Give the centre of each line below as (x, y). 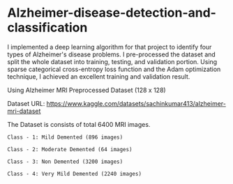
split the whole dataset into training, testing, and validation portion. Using (112, 61)
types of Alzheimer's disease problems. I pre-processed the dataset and (112, 54)
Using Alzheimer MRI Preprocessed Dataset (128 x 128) (87, 90)
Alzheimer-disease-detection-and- (112, 13)
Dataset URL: (26, 103)
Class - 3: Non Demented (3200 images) (65, 162)
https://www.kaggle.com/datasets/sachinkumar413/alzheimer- (136, 103)
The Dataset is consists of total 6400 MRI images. (79, 124)
